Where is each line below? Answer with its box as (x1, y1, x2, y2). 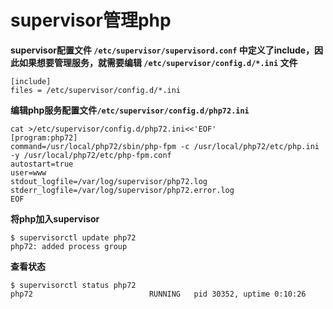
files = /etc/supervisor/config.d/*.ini (10, 85, 182, 95)
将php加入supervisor (10, 212, 100, 225)
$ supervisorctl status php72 (10, 280, 137, 290)
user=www (10, 167, 47, 178)
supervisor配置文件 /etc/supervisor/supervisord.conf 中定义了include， (10, 44, 315, 56)
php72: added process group (10, 241, 128, 251)
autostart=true (10, 159, 74, 169)
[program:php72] (10, 132, 78, 143)
